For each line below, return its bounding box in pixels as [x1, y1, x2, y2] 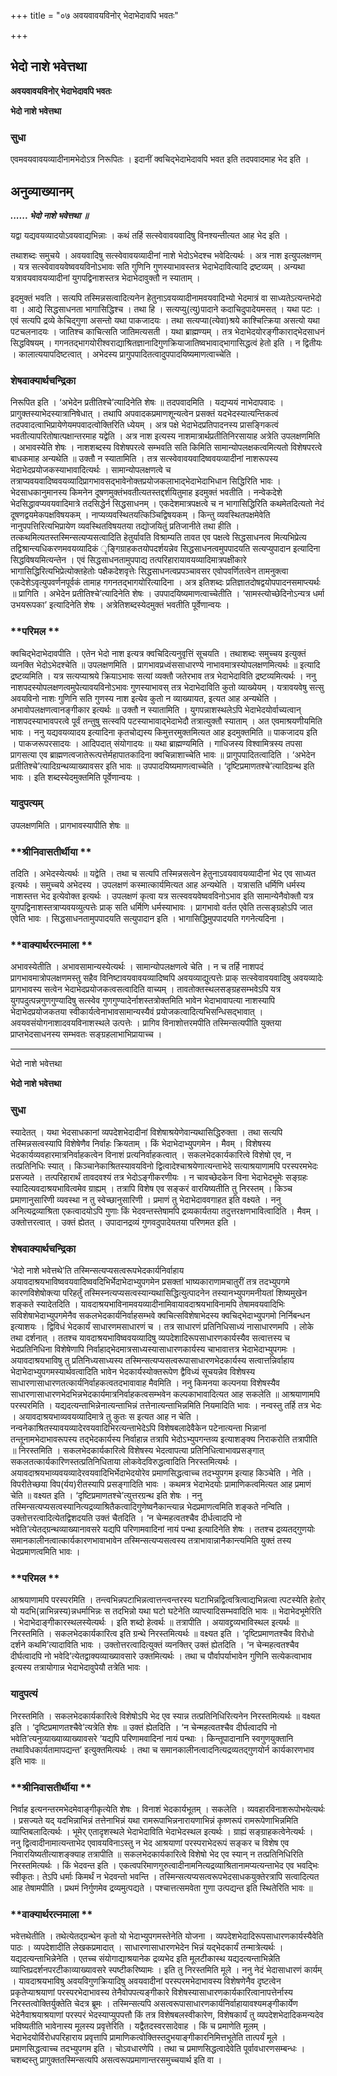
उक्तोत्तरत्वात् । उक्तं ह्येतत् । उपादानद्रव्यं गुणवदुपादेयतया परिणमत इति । [10, 1216, 237, 1228]
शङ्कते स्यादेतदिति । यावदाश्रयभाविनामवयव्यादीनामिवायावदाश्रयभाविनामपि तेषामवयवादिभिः [10, 1298, 285, 1310]
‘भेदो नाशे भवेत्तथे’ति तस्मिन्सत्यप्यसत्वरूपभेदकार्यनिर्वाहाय [10, 1265, 185, 1276]
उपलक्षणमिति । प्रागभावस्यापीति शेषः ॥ [10, 819, 130, 831]
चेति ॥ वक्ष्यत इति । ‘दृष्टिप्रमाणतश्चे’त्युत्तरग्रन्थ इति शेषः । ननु [10, 1490, 203, 1501]
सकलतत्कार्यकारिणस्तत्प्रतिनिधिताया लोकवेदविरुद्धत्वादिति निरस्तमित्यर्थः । [10, 1456, 238, 1467]
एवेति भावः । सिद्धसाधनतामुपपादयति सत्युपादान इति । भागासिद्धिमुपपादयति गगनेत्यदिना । [10, 913, 285, 925]
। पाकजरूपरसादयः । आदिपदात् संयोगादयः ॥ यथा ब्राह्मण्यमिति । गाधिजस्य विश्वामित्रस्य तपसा [10, 737, 303, 749]
